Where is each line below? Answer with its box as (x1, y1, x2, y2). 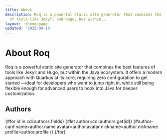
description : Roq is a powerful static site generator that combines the (5, 12, 162, 17)
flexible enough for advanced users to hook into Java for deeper (5, 85, 138, 91)
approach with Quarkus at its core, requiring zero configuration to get (5, 74, 148, 80)
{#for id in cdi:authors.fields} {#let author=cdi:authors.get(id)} (5, 118, 133, 124)
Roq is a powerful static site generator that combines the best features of (5, 64, 156, 70)
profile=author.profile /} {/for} (5, 128, 66, 135)
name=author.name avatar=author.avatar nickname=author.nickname (15, 123, 158, 129)
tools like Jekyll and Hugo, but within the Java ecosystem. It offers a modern (5, 69, 163, 75)
